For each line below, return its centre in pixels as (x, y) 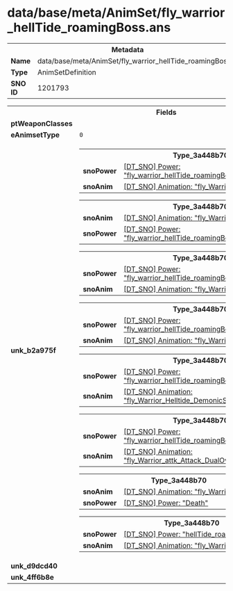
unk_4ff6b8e (32, 577)
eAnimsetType (35, 135)
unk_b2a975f (34, 350)
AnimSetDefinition (67, 72)
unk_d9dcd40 (34, 566)
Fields (166, 112)
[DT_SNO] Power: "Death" (166, 503)
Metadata (128, 49)
